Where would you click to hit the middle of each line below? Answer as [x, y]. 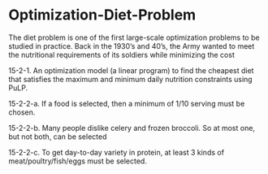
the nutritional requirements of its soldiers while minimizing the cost [122, 54]
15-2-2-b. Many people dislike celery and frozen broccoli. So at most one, [132, 128]
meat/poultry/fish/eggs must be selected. [78, 161]
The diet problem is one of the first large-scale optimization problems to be [134, 37]
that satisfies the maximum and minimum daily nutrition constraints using [131, 79]
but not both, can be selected [58, 137]
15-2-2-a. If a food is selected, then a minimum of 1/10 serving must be [127, 103]
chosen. [22, 112]
